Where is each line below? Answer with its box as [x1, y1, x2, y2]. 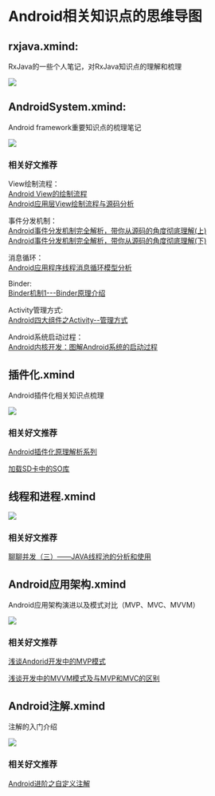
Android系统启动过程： [8, 332, 84, 342]
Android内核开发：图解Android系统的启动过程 [8, 343, 158, 352]
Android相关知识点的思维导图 [8, 7, 203, 26]
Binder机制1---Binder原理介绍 [8, 288, 106, 298]
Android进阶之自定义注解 [8, 778, 90, 788]
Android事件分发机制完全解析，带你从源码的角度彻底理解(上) [8, 226, 207, 236]
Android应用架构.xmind [8, 577, 127, 591]
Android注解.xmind [8, 699, 106, 713]
